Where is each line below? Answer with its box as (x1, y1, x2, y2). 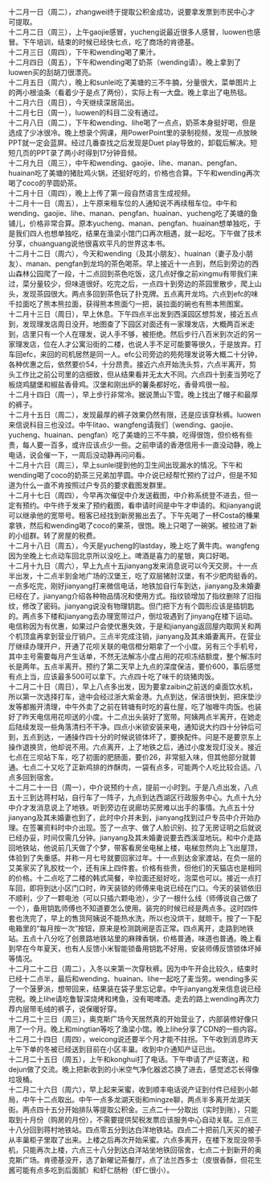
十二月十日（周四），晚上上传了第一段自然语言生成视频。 (8, 189, 195, 197)
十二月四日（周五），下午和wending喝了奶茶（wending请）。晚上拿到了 (8, 57, 241, 67)
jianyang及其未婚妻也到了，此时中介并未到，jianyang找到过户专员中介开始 (8, 813, 255, 822)
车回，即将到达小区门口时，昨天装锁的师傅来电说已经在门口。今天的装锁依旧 (8, 883, 262, 893)
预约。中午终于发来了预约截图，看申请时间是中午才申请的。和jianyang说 (22, 500, 262, 510)
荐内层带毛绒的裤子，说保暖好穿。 (8, 1004, 121, 1014)
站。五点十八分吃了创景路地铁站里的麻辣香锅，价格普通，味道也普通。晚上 (8, 934, 255, 943)
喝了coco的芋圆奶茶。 (8, 178, 82, 188)
